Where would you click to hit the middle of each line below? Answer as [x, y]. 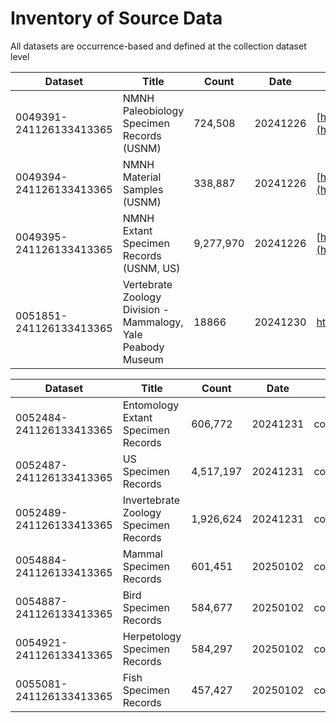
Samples [143, 189]
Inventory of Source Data [116, 18]
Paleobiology [153, 110]
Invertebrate [151, 500]
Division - [146, 309]
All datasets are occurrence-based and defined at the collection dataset [158, 46]
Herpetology [152, 636]
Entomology [151, 405]
